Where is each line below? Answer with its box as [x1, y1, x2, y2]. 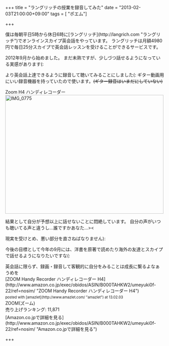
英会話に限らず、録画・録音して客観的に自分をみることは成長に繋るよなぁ [5, 263, 160, 270]
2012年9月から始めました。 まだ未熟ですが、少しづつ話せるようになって [5, 55, 156, 61]
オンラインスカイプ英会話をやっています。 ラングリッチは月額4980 [22, 37, 163, 44]
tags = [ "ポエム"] [50, 11, 87, 17]
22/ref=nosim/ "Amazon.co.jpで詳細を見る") [5, 326, 97, 332]
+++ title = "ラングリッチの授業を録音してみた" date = [5, 5, 118, 10]
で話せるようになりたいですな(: [5, 253, 70, 258]
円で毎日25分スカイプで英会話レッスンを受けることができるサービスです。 [5, 44, 161, 50]
